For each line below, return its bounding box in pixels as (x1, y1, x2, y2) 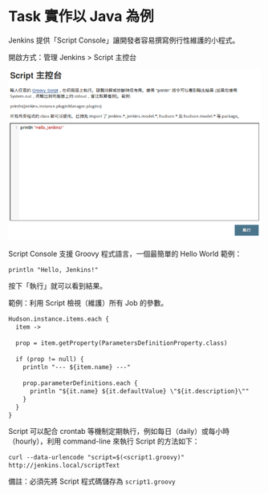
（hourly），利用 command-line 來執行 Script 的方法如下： (8, 436, 200, 446)
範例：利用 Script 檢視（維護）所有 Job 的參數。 (8, 298, 169, 308)
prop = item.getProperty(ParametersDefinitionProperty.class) (15, 339, 228, 347)
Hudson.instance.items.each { (8, 315, 110, 323)
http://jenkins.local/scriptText (8, 462, 120, 470)
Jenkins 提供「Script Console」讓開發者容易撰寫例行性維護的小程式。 (8, 35, 240, 45)
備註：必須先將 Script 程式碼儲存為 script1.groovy (8, 476, 176, 486)
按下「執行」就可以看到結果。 (8, 281, 107, 291)
